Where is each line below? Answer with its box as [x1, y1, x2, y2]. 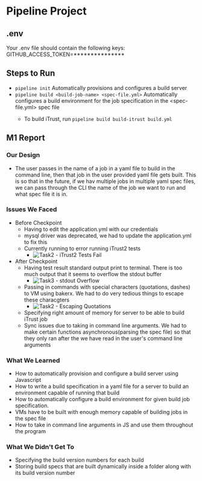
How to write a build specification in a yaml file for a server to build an [14, 383, 189, 390]
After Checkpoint [14, 257, 58, 265]
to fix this [24, 238, 48, 245]
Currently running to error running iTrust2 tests [24, 245, 140, 252]
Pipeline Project [6, 4, 87, 18]
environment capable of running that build [14, 389, 120, 396]
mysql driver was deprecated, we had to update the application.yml [24, 231, 192, 239]
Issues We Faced [6, 205, 57, 214]
